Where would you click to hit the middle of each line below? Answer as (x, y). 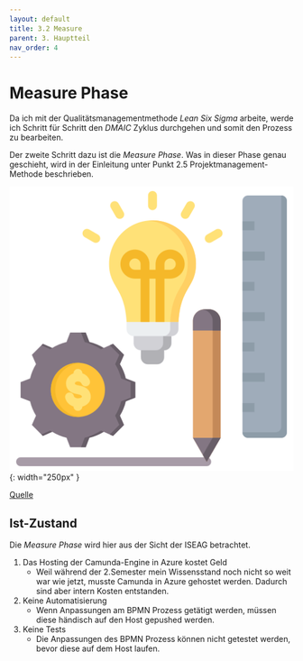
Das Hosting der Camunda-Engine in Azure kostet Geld (125, 562)
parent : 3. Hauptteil (50, 38)
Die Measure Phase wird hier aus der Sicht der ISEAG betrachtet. (130, 545)
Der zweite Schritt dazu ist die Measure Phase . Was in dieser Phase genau (148, 155)
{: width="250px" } (45, 477)
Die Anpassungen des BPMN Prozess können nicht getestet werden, (163, 639)
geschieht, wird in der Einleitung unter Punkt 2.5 (99, 165)
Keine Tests (44, 629)
